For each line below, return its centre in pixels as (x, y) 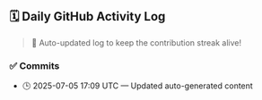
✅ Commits (35, 65)
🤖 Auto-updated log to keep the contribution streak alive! (136, 42)
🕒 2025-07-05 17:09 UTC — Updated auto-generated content (137, 86)
